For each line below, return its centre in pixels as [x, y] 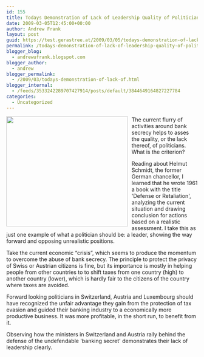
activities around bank [159, 126]
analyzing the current [158, 202]
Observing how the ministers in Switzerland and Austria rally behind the [96, 334]
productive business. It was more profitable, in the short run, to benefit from [101, 316]
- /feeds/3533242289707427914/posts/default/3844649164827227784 [96, 91]
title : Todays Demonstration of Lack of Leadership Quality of [88, 18]
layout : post [23, 35]
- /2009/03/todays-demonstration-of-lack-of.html [76, 80]
